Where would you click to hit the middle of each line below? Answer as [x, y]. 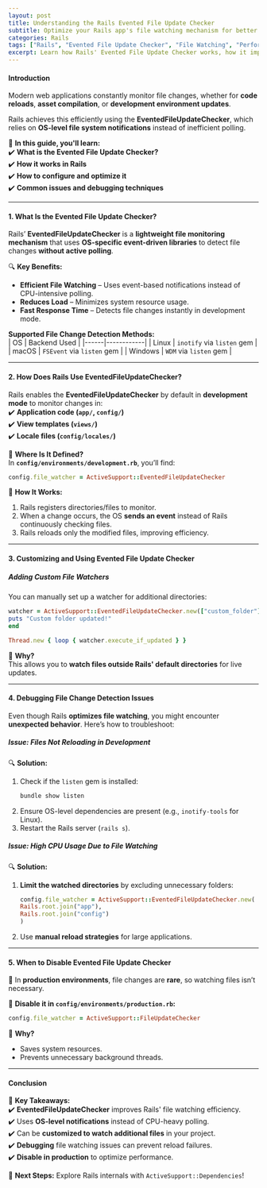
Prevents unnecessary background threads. [91, 1058]
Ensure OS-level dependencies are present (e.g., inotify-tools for [129, 811]
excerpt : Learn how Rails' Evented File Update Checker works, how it [128, 52]
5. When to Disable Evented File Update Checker [90, 962]
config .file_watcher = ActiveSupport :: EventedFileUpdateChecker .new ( [137, 899]
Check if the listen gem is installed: [79, 781]
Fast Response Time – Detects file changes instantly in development [132, 310]
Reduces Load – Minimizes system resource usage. [104, 302]
